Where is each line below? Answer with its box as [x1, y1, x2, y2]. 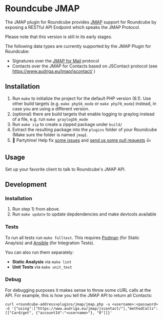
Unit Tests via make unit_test [12, 264, 72, 270]
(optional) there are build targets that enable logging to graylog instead [12, 111, 155, 117]
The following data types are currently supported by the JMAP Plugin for [5, 43, 151, 49]
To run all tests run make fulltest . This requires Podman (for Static [5, 235, 140, 240]
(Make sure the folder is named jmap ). [12, 131, 88, 137]
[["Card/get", [5, 310, 34, 315]
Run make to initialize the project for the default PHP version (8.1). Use [12, 95, 151, 101]
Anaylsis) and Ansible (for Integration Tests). [5, 240, 95, 246]
